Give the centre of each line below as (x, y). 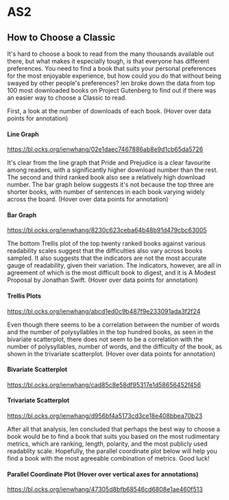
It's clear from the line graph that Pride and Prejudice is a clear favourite (109, 163)
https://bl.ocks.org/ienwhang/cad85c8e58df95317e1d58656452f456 (104, 384)
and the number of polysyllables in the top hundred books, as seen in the (110, 331)
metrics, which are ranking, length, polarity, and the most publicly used (107, 444)
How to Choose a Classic (61, 37)
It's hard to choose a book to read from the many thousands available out (111, 54)
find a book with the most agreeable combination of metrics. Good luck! (109, 459)
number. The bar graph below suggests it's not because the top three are (111, 185)
